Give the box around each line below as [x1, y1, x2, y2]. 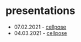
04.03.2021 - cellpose [14, 29, 67, 36]
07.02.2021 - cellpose [14, 23, 66, 30]
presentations [5, 4, 76, 17]
